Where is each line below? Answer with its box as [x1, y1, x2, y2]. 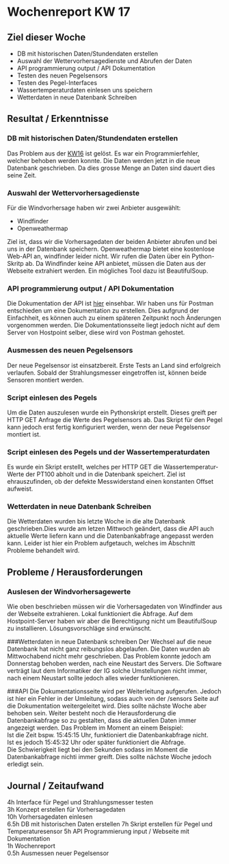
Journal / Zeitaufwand [7, 780, 105, 791]
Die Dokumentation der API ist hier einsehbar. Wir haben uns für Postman [7, 299, 214, 308]
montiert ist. [7, 430, 41, 439]
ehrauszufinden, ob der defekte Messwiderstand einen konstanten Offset [7, 478, 214, 486]
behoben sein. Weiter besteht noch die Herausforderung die [7, 709, 176, 717]
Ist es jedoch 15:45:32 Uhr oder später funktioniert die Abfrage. [7, 738, 186, 747]
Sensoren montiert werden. [7, 375, 84, 384]
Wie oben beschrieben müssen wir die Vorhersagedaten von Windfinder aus [7, 602, 223, 610]
